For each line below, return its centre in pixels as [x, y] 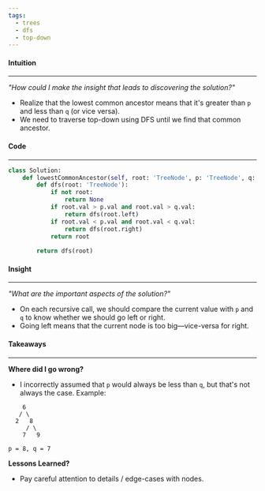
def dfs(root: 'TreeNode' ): [82, 185]
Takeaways [27, 343]
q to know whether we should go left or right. [92, 317]
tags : [17, 15]
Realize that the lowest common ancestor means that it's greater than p [135, 103]
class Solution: [35, 171]
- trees [28, 23]
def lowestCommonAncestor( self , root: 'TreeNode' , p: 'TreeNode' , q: [139, 178]
